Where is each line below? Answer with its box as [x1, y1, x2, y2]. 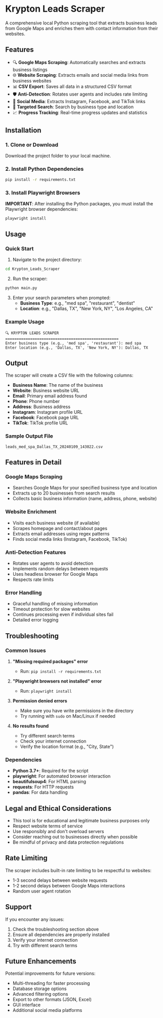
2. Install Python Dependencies [5, 166, 84, 173]
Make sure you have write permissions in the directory [20, 707, 134, 714]
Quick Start [5, 245, 34, 252]
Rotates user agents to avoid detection [12, 560, 94, 566]
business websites [12, 77, 52, 84]
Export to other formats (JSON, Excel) [12, 997, 92, 1003]
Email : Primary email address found [12, 393, 88, 399]
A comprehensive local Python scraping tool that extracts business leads [5, 20, 157, 26]
